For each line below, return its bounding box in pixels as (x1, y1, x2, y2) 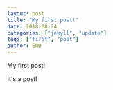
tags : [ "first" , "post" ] (7, 36, 79, 43)
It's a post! (7, 75, 37, 83)
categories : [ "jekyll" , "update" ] (7, 29, 107, 37)
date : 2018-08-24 (7, 23, 58, 30)
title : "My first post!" (7, 17, 79, 24)
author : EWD (7, 42, 42, 49)
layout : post (7, 10, 45, 17)
